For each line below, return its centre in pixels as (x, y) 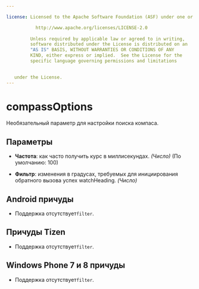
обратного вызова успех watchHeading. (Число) (76, 181)
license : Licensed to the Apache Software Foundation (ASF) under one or (100, 17)
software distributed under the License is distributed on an (109, 44)
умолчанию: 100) (36, 163)
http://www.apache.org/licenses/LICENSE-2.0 (91, 27)
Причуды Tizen (36, 232)
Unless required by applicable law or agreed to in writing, (108, 39)
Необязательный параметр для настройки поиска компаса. (83, 123)
